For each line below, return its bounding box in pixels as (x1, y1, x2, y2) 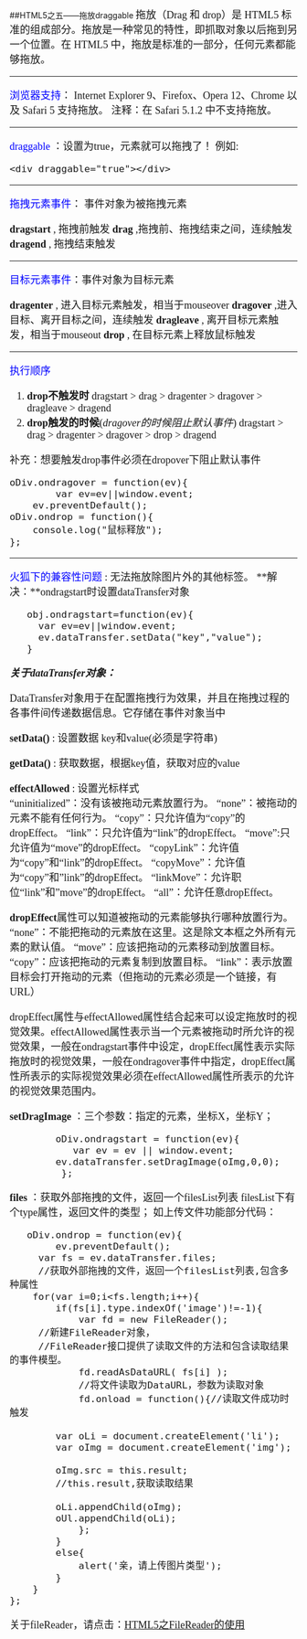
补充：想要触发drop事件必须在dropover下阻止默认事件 (9, 454, 261, 466)
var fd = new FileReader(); (78, 1314, 228, 1325)
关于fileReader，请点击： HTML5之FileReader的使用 (9, 1619, 245, 1631)
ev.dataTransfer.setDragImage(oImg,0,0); (55, 1155, 281, 1167)
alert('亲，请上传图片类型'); (78, 1559, 222, 1571)
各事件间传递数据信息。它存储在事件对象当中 (9, 707, 226, 719)
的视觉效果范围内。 (9, 1085, 102, 1098)
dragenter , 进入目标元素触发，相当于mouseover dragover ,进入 (9, 299, 298, 312)
